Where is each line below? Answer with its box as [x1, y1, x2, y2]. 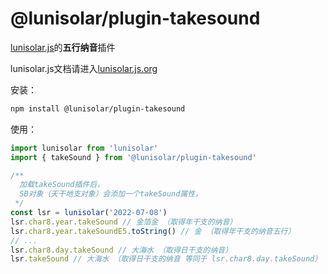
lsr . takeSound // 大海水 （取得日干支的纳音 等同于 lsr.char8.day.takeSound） [10, 254, 323, 264]
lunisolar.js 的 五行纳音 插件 [10, 41, 116, 53]
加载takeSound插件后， [19, 180, 105, 190]
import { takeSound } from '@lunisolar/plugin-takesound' [10, 152, 257, 162]
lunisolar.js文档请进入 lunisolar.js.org [10, 62, 158, 74]
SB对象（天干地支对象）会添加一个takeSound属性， [19, 189, 203, 199]
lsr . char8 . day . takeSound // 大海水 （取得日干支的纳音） [10, 245, 233, 255]
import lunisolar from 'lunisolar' [10, 143, 159, 153]
